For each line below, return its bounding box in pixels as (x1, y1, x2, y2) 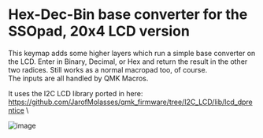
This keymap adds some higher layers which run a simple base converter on (8, 48, 256, 58)
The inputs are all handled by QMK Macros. (8, 73, 149, 83)
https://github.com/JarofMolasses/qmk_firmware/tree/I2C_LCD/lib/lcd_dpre (8, 97, 254, 106)
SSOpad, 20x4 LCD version (8, 22, 191, 40)
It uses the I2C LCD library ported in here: (8, 88, 143, 98)
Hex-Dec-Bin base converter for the (8, 6, 248, 24)
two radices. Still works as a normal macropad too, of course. (8, 65, 208, 74)
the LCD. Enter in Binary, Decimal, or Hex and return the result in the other (8, 57, 248, 66)
